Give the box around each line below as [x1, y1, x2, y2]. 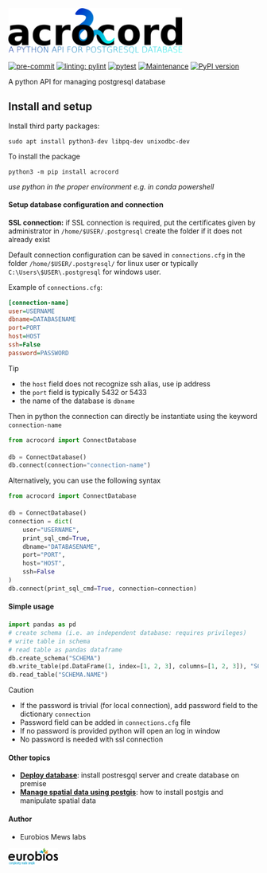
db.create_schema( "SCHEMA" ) [8, 654, 102, 662]
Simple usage [8, 601, 54, 612]
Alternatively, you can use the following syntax [8, 476, 161, 485]
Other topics [8, 753, 51, 762]
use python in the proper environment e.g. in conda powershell [8, 182, 215, 191]
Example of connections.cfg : [8, 282, 103, 292]
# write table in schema [8, 637, 91, 645]
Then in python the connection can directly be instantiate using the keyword [8, 411, 257, 421]
